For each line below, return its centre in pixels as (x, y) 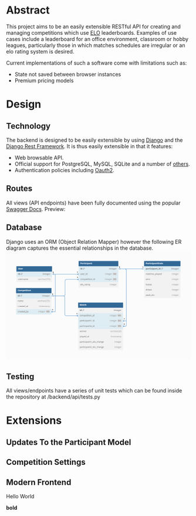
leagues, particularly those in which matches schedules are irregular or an (96, 45)
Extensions (34, 420)
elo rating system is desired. (40, 51)
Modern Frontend (39, 482)
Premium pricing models (44, 81)
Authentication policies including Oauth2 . (64, 170)
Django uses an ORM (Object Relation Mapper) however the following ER (94, 242)
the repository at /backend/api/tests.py (53, 397)
